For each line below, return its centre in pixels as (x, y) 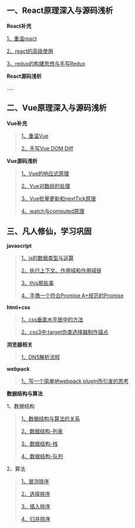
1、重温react (22, 38)
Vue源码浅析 (22, 160)
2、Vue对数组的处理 (45, 186)
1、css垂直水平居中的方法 (52, 320)
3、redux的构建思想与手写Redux (46, 63)
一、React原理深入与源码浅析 (60, 11)
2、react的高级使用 (30, 51)
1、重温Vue (35, 136)
